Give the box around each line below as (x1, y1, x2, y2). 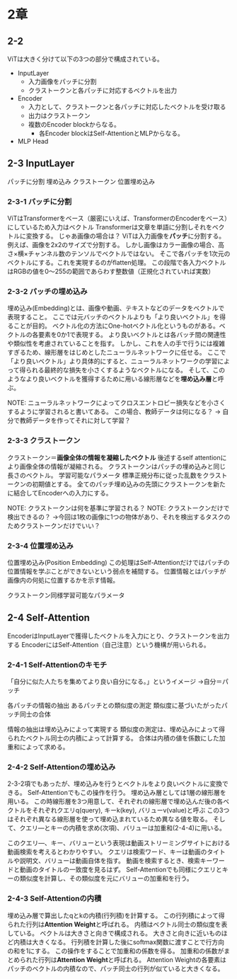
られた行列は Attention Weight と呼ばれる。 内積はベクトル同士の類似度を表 (7, 920, 228, 928)
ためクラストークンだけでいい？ (7, 521, 100, 529)
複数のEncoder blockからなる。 (28, 120, 120, 128)
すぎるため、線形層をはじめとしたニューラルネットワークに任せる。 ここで (7, 348, 226, 357)
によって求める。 (19, 743, 69, 751)
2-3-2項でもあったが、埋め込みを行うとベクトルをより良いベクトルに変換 (7, 779, 223, 788)
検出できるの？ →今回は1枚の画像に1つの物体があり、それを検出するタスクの (7, 513, 231, 521)
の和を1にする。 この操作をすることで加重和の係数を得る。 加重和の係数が (7, 946, 224, 955)
